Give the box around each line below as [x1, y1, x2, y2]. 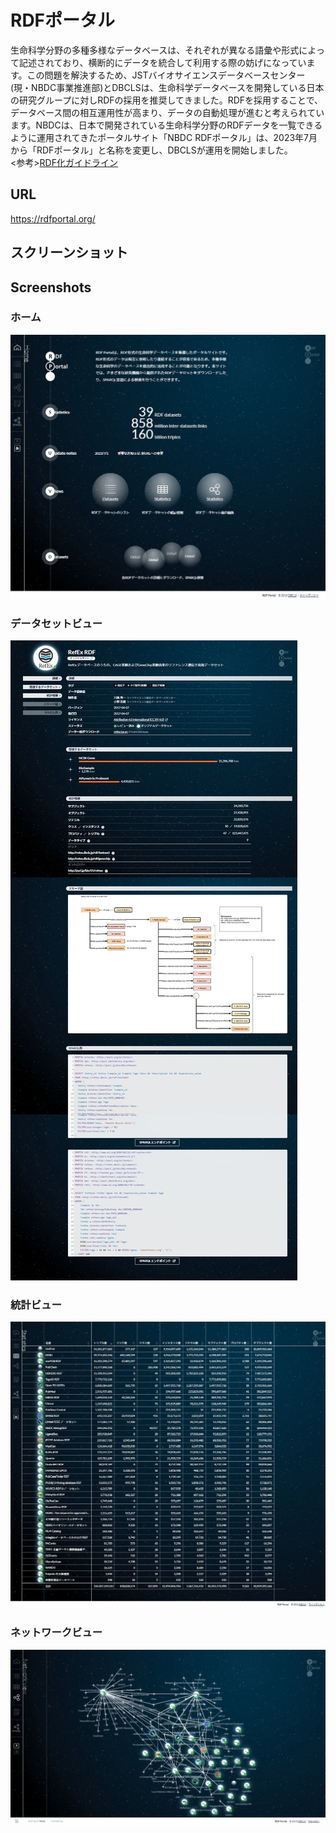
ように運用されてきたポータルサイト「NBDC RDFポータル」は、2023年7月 [10, 131, 318, 143]
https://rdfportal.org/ [10, 212, 96, 225]
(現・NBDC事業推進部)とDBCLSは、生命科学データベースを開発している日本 [10, 81, 325, 93]
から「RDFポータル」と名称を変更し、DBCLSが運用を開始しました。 [10, 144, 293, 156]
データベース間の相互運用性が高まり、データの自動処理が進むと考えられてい [10, 106, 325, 118]
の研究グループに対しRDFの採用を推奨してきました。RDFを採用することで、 [10, 94, 324, 106]
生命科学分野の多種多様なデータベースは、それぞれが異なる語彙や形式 [10, 44, 300, 56]
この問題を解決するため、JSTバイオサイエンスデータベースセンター [26, 69, 306, 81]
